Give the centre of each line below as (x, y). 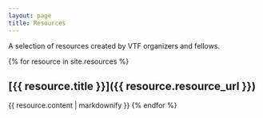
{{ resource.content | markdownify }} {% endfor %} (93, 105)
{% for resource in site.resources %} (69, 61)
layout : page (30, 16)
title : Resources (37, 23)
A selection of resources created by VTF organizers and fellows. (114, 45)
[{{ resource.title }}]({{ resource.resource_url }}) (132, 86)
